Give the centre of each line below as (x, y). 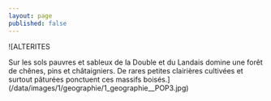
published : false (38, 23)
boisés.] (157, 79)
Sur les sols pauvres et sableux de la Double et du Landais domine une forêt (135, 62)
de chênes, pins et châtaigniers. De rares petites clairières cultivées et (126, 70)
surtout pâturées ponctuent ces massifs (75, 79)
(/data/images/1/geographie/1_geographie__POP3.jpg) (99, 88)
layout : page (30, 16)
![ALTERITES (30, 46)
